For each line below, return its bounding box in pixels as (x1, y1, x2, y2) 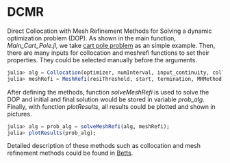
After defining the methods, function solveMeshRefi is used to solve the (7, 88, 209, 96)
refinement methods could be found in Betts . (7, 149, 133, 158)
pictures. (7, 110, 32, 118)
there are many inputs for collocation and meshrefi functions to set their (7, 49, 210, 57)
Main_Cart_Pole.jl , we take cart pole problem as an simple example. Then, (7, 41, 216, 49)
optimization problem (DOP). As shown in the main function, (7, 34, 177, 42)
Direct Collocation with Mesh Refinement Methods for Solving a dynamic (7, 27, 212, 35)
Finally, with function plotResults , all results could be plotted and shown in (7, 102, 216, 110)
